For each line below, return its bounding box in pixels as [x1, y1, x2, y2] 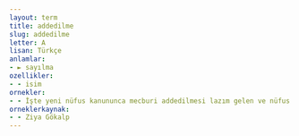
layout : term [9, 13, 58, 22]
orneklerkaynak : [9, 105, 70, 114]
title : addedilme [9, 21, 74, 30]
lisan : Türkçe [9, 47, 63, 55]
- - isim [9, 80, 42, 89]
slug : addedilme [9, 30, 70, 38]
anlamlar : [9, 55, 47, 64]
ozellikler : [9, 72, 54, 81]
